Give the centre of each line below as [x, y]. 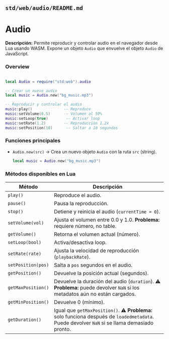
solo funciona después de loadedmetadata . [104, 316]
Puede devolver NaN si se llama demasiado [104, 323]
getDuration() [25, 320]
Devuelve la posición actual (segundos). [101, 273]
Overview [17, 67]
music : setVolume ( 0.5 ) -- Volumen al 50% [54, 114]
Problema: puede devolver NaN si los [97, 288]
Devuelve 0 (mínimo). [79, 302]
